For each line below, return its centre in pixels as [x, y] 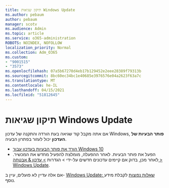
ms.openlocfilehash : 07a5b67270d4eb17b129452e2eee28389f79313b [73, 71]
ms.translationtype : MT [30, 81]
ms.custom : [17, 57]
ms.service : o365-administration [40, 39]
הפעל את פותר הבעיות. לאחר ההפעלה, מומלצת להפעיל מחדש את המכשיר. [84, 155]
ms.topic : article [25, 33]
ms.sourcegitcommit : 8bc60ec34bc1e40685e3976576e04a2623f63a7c [73, 76]
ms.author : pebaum [25, 15]
